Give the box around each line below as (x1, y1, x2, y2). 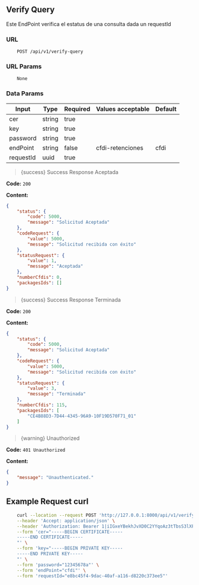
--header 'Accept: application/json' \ (17, 517, 115, 523)
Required (64, 105, 91, 113)
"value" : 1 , (27, 258, 57, 264)
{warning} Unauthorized (20, 435, 80, 442)
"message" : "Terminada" (27, 391, 86, 397)
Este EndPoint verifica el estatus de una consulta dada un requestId (6, 20, 172, 27)
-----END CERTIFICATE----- (17, 534, 84, 541)
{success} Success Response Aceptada (20, 168, 118, 175)
